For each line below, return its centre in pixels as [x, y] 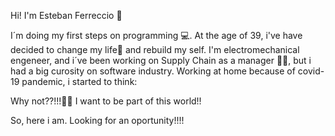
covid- [311, 71]
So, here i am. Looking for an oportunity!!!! [97, 120]
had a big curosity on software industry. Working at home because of [153, 71]
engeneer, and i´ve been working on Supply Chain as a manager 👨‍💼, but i [161, 60]
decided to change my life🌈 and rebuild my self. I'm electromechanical [155, 49]
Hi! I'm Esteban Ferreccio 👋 [66, 15]
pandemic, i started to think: [79, 81]
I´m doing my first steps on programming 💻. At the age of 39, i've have [156, 35]
